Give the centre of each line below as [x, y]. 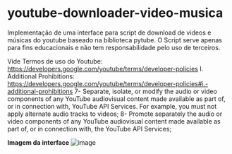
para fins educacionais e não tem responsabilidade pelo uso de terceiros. [114, 47]
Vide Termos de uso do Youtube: [55, 61]
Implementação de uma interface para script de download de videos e [109, 32]
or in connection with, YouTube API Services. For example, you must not [112, 106]
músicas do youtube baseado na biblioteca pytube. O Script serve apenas [115, 40]
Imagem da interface [38, 142]
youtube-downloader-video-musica [115, 13]
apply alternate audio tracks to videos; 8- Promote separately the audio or [115, 114]
